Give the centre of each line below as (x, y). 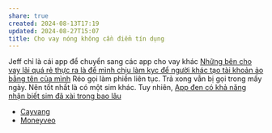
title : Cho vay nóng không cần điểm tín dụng (86, 39)
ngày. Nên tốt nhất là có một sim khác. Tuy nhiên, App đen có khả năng (127, 88)
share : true (28, 16)
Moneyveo (38, 120)
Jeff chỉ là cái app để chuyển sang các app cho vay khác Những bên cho (130, 62)
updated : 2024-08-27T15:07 (54, 31)
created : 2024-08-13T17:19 (54, 24)
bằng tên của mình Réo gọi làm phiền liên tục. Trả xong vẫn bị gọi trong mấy (135, 79)
